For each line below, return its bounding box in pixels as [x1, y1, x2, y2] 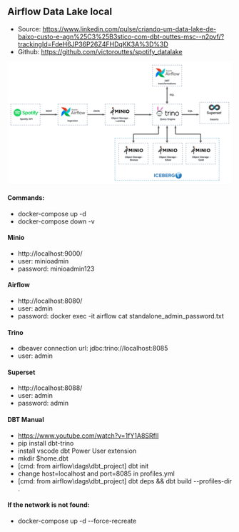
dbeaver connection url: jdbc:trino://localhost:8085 [17, 344, 168, 353]
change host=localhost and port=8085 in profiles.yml [17, 469, 175, 478]
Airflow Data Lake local [7, 6, 113, 18]
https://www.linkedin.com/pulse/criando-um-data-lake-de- [42, 24, 217, 33]
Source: [17, 24, 41, 33]
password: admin [17, 399, 69, 408]
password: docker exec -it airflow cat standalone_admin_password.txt [17, 312, 225, 321]
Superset [7, 368, 36, 376]
